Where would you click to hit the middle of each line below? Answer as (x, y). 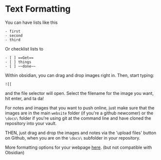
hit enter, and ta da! (25, 98)
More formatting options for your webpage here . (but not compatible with (79, 147)
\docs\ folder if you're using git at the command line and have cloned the (78, 118)
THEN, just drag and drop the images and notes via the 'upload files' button (81, 133)
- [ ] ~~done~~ (20, 66)
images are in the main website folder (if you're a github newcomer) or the (79, 113)
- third (13, 40)
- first (13, 31)
